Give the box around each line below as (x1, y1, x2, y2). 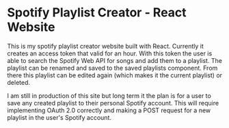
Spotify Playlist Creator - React (7, 5, 187, 21)
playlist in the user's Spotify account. (7, 113, 111, 121)
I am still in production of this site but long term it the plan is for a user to (7, 91, 212, 100)
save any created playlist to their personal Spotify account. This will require (7, 99, 219, 107)
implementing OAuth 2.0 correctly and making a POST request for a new (7, 106, 211, 114)
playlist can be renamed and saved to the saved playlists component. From (7, 64, 218, 72)
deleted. (7, 78, 31, 86)
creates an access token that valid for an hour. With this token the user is (7, 49, 213, 57)
